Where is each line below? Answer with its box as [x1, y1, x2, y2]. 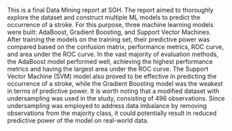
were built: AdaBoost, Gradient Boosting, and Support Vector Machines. [7, 28, 212, 36]
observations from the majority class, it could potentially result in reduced [7, 109, 217, 117]
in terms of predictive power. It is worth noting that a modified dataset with [7, 87, 220, 95]
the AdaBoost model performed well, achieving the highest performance [7, 58, 213, 65]
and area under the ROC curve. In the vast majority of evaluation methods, [7, 50, 219, 58]
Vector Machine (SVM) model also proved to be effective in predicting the [7, 72, 217, 80]
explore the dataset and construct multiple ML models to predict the [7, 13, 201, 21]
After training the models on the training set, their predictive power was [7, 35, 211, 44]
